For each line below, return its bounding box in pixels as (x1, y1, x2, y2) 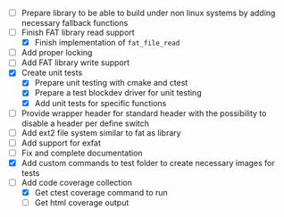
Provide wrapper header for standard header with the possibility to (21, 107, 267, 119)
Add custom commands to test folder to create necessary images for (21, 157, 276, 168)
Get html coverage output (34, 197, 129, 208)
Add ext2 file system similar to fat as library (21, 127, 181, 138)
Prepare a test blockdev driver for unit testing (34, 88, 202, 98)
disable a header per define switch (21, 118, 149, 129)
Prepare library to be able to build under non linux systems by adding (21, 8, 276, 18)
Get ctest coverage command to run (34, 187, 169, 197)
